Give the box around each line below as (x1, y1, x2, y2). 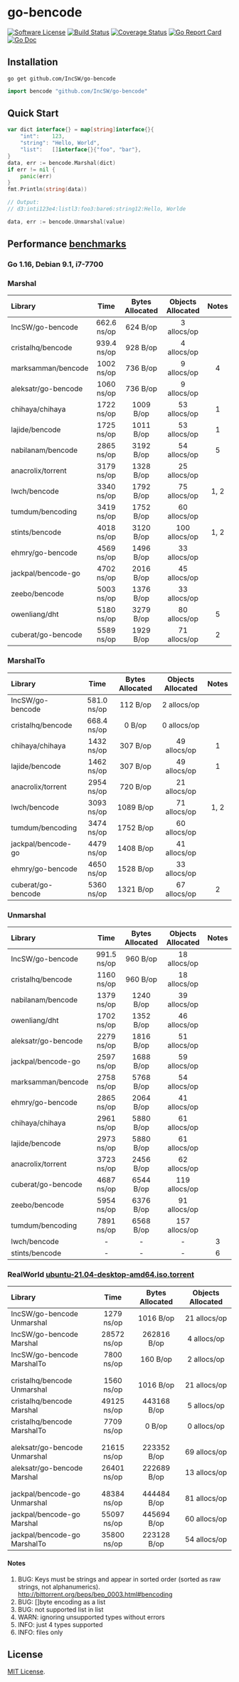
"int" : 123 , (20, 133, 65, 140)
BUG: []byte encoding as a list (17, 1597, 106, 1606)
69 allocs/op (184, 1447, 228, 1457)
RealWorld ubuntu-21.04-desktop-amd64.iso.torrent (7, 1269, 194, 1279)
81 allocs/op (184, 1494, 228, 1504)
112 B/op (119, 700, 152, 710)
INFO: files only (17, 1628, 63, 1636)
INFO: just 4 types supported (17, 1620, 103, 1629)
